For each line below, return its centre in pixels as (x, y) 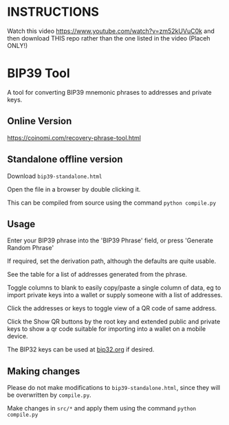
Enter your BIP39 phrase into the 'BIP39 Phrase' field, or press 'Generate (110, 240)
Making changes (44, 371)
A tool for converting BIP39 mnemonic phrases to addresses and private (109, 92)
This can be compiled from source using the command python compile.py (112, 203)
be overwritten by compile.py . (49, 395)
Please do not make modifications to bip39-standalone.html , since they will (114, 388)
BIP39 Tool (39, 73)
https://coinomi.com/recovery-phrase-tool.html (74, 137)
